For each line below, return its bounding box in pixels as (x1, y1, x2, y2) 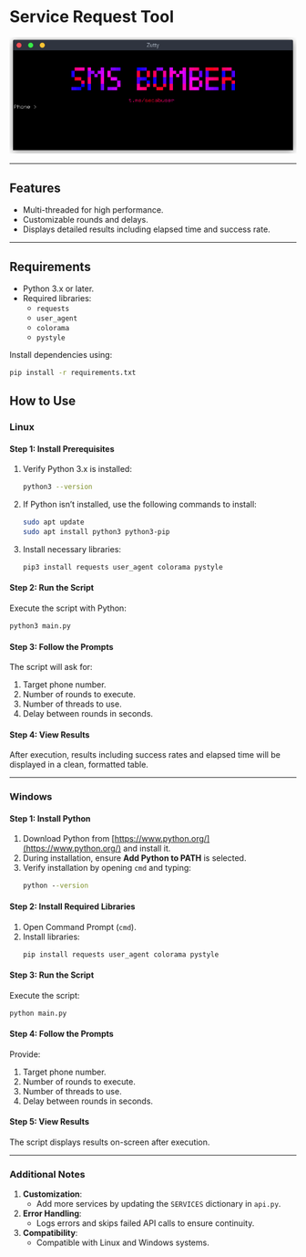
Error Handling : (22, 1208, 82, 1220)
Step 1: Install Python (9, 812, 91, 823)
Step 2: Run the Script (9, 582, 94, 593)
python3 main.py (9, 622, 71, 631)
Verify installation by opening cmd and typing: (22, 863, 191, 874)
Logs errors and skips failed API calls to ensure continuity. (36, 1218, 255, 1229)
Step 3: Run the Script (9, 969, 95, 980)
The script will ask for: (9, 662, 93, 673)
